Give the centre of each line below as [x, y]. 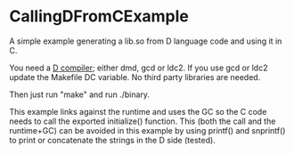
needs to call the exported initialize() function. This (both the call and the [143, 121]
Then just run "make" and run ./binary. [79, 94]
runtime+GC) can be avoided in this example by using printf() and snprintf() [147, 130]
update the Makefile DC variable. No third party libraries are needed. [135, 77]
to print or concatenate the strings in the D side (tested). [112, 140]
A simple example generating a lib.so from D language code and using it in [146, 41]
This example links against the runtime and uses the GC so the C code [138, 111]
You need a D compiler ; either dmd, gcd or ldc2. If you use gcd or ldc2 [139, 68]
